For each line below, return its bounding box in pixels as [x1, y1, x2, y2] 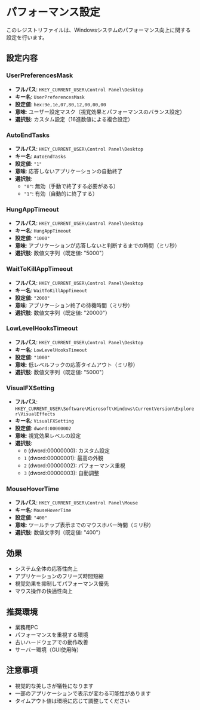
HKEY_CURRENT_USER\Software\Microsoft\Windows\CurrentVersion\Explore [14, 406, 195, 412]
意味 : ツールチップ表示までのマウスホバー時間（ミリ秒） [14, 521, 154, 529]
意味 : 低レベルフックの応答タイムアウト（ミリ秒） [14, 361, 139, 368]
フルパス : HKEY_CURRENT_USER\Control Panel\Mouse [14, 499, 139, 506]
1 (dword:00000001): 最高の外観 [23, 455, 104, 462]
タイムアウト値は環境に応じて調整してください [14, 697, 130, 704]
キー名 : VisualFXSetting [14, 417, 75, 424]
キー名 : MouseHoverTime [14, 506, 72, 514]
